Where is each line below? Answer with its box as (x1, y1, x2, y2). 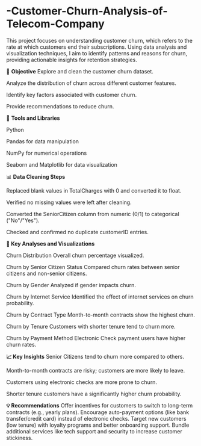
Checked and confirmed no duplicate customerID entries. (6, 228, 149, 235)
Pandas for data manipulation (6, 137, 79, 145)
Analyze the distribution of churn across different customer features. (6, 79, 176, 87)
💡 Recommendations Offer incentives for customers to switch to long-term (6, 401, 193, 409)
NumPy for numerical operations (6, 149, 87, 156)
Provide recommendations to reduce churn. (6, 102, 114, 110)
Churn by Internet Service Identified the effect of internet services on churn (6, 293, 194, 300)
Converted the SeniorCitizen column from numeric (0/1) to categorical (6, 210, 179, 217)
